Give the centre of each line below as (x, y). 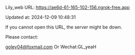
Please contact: (22, 37)
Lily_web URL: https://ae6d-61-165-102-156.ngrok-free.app (67, 7)
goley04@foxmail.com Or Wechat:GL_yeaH (51, 47)
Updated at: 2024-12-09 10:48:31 (41, 17)
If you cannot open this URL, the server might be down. (64, 27)
